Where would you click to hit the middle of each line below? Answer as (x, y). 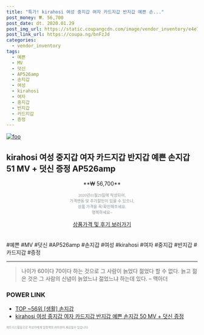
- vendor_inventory (36, 46)
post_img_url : (24, 29)
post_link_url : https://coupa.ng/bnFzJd (58, 35)
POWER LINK (26, 294)
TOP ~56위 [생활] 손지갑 (44, 309)
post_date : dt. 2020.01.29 (40, 23)
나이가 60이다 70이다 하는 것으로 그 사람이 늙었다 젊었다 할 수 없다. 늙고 (106, 271)
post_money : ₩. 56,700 (35, 18)
